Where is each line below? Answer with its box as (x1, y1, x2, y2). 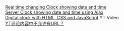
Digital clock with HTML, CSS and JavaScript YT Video (5, 15, 119, 20)
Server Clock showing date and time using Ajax (5, 9, 104, 15)
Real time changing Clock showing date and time (5, 4, 107, 10)
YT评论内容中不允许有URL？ (5, 21, 65, 26)
